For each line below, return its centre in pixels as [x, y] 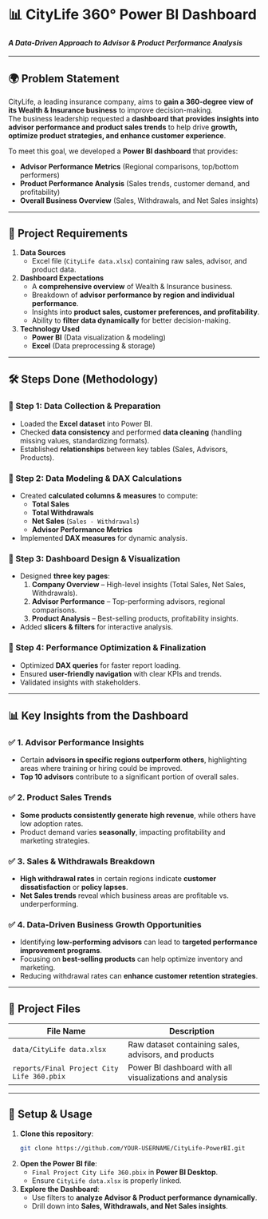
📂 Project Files [45, 1009]
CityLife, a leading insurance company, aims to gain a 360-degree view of [131, 102]
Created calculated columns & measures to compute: [109, 496]
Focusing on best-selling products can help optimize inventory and [131, 959]
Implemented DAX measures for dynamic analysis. [103, 538]
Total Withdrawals [63, 512]
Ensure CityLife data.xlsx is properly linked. [106, 1180]
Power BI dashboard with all [180, 1067]
